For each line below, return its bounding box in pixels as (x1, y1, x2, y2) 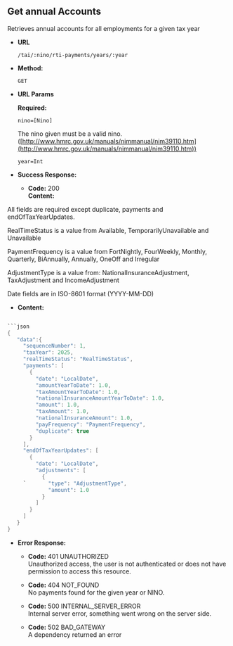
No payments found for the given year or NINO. (27, 588, 165, 597)
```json (7, 323, 30, 330)
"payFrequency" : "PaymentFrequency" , (35, 421, 146, 428)
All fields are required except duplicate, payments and (7, 205, 164, 213)
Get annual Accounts (7, 6, 102, 18)
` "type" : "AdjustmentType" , (22, 480, 128, 487)
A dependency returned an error (27, 630, 122, 639)
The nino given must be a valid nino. (17, 129, 123, 138)
